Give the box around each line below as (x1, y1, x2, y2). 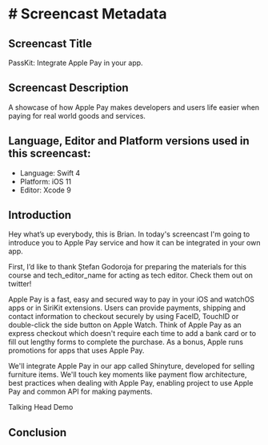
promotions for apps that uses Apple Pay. (8, 346, 145, 355)
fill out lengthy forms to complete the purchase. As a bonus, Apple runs (8, 338, 244, 347)
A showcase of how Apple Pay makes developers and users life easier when (8, 102, 260, 112)
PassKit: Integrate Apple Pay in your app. (8, 58, 143, 67)
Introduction (8, 208, 72, 222)
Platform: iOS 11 (19, 176, 72, 186)
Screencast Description (8, 81, 130, 95)
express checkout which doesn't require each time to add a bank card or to (8, 329, 257, 338)
